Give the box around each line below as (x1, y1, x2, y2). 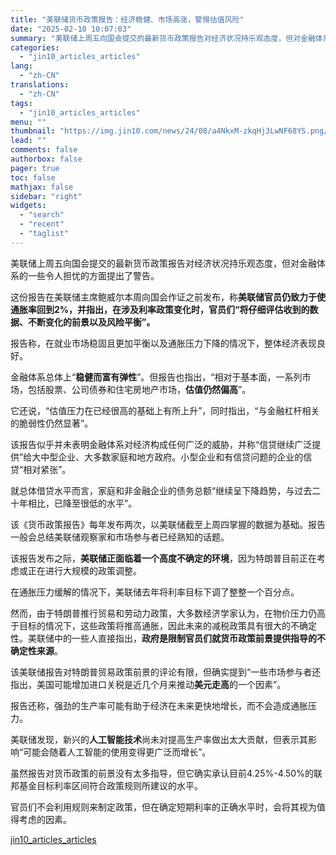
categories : (10, 42, 60, 53)
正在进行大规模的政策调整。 (27, 564, 142, 576)
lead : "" (10, 136, 47, 146)
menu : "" (10, 117, 47, 127)
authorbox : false (10, 154, 83, 164)
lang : (10, 61, 33, 71)
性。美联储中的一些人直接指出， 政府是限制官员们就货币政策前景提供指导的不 (10, 632, 326, 644)
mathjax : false (10, 182, 74, 192)
